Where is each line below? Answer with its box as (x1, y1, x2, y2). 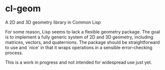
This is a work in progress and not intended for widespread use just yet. (5, 59, 153, 65)
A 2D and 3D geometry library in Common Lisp (5, 19, 101, 25)
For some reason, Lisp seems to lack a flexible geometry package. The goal (5, 29, 161, 35)
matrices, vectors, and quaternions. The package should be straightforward (5, 39, 160, 45)
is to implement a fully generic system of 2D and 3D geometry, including (5, 34, 154, 40)
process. (5, 50, 23, 56)
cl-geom (5, 3, 41, 14)
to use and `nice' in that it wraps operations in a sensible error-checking (5, 44, 153, 50)
